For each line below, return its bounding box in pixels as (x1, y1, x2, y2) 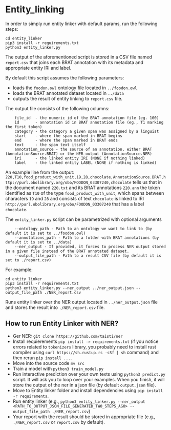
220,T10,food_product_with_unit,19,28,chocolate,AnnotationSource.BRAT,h (5, 174, 166, 180)
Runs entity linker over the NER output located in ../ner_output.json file (5, 299, 158, 305)
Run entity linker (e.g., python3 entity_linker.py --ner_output (12, 398, 145, 404)
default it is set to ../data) (5, 239, 72, 244)
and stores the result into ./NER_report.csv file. (5, 304, 105, 311)
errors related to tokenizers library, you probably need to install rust (12, 343, 156, 350)
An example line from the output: (5, 169, 75, 175)
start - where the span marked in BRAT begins (14, 133, 123, 138)
